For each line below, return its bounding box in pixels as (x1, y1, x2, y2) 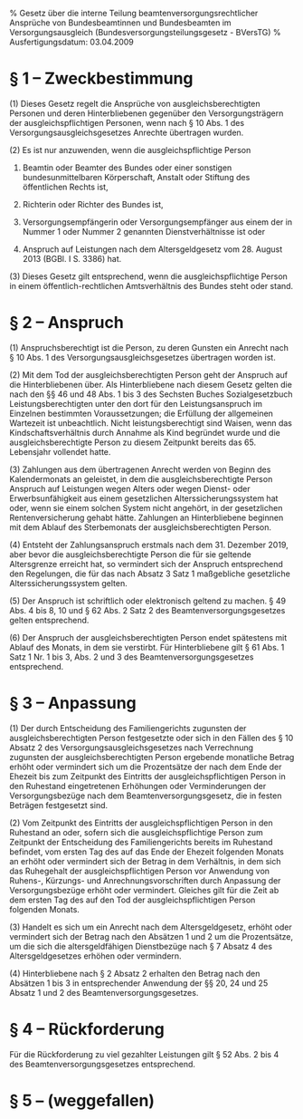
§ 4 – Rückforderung (9, 1019, 165, 1039)
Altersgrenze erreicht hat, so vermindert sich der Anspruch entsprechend (9, 558, 283, 569)
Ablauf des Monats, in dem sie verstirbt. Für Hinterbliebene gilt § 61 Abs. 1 (9, 641, 285, 652)
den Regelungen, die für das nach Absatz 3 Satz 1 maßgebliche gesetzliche (9, 568, 291, 579)
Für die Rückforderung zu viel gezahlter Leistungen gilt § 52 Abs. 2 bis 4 (9, 1048, 279, 1059)
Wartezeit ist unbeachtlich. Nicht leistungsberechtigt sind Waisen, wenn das (9, 417, 292, 429)
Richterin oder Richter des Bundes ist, (22, 198, 165, 209)
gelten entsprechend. (9, 614, 90, 625)
